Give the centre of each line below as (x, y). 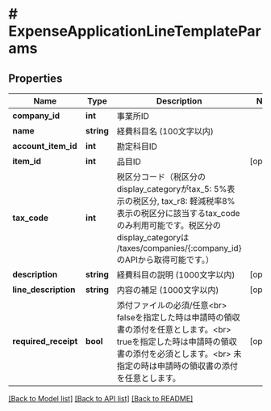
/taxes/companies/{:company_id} (179, 248)
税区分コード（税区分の (161, 177)
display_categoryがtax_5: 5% (172, 189)
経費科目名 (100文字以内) (165, 131)
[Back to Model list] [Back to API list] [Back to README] (101, 398)
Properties (35, 78)
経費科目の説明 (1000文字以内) (176, 275)
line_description (44, 290)
